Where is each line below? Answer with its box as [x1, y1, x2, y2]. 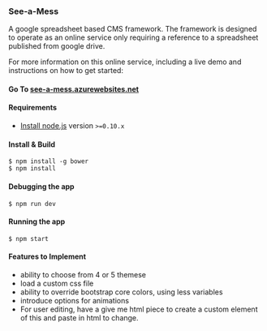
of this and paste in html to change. [19, 312, 140, 322]
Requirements [8, 103, 58, 113]
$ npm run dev [8, 200, 57, 208]
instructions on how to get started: [8, 66, 124, 75]
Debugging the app [8, 181, 75, 191]
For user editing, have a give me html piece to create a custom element [19, 304, 258, 314]
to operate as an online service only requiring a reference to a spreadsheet [8, 32, 259, 42]
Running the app [8, 217, 66, 226]
